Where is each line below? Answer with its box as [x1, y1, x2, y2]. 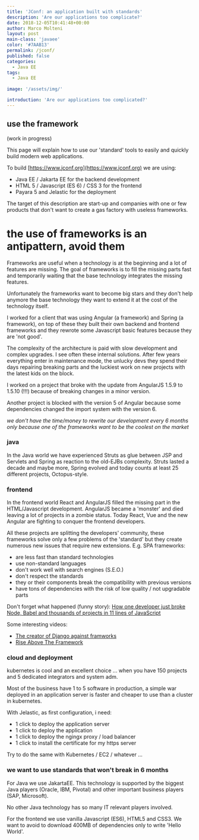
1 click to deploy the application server [15, 720, 110, 728]
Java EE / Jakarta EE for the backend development [15, 175, 140, 183]
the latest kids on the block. [7, 369, 75, 377]
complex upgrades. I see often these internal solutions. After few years [7, 350, 180, 358]
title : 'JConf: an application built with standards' [7, 8, 143, 15]
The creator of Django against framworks [15, 632, 117, 640]
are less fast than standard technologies [15, 554, 114, 561]
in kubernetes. [7, 697, 42, 705]
